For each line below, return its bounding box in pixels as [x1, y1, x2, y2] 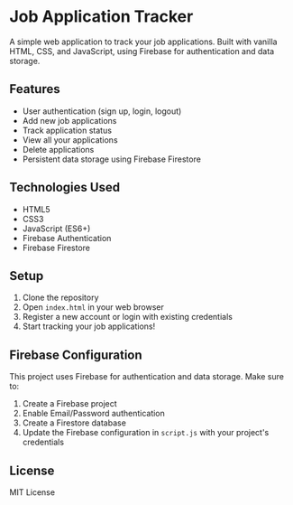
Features [9, 81, 60, 97]
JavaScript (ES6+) [22, 223, 91, 234]
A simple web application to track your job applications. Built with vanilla [9, 36, 278, 47]
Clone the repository [22, 292, 99, 304]
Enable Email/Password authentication [22, 408, 165, 419]
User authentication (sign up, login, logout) [22, 106, 182, 117]
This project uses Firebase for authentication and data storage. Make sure [9, 371, 284, 382]
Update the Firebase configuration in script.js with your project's [22, 427, 270, 438]
